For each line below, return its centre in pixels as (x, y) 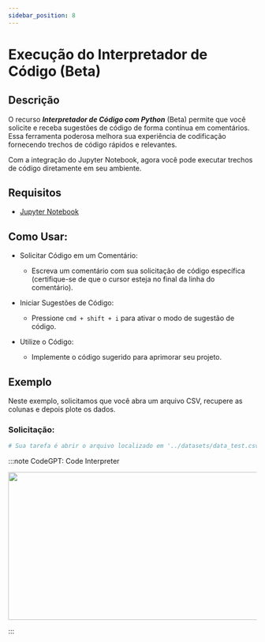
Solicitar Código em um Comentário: (78, 256)
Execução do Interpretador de (108, 54)
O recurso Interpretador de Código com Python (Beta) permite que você (127, 119)
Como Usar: (38, 236)
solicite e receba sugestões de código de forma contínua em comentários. (129, 128)
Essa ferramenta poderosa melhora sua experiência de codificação (117, 136)
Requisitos (35, 193)
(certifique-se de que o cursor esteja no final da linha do (123, 279)
